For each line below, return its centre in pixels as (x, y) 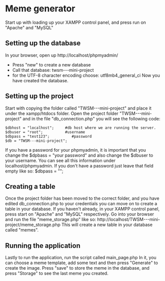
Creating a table (30, 186)
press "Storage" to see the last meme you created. (57, 274)
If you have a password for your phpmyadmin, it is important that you (76, 150)
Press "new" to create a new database (52, 64)
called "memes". (22, 230)
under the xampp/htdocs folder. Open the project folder (62, 113)
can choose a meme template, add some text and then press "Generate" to (82, 263)
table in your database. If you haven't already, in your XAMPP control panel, (82, 209)
